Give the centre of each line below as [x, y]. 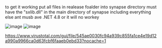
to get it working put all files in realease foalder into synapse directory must [81, 7]
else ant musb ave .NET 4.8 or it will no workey [52, 17]
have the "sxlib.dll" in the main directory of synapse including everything [78, 12]
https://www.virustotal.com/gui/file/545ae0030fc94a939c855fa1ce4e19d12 [81, 36]
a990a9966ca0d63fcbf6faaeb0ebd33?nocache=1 [56, 41]
